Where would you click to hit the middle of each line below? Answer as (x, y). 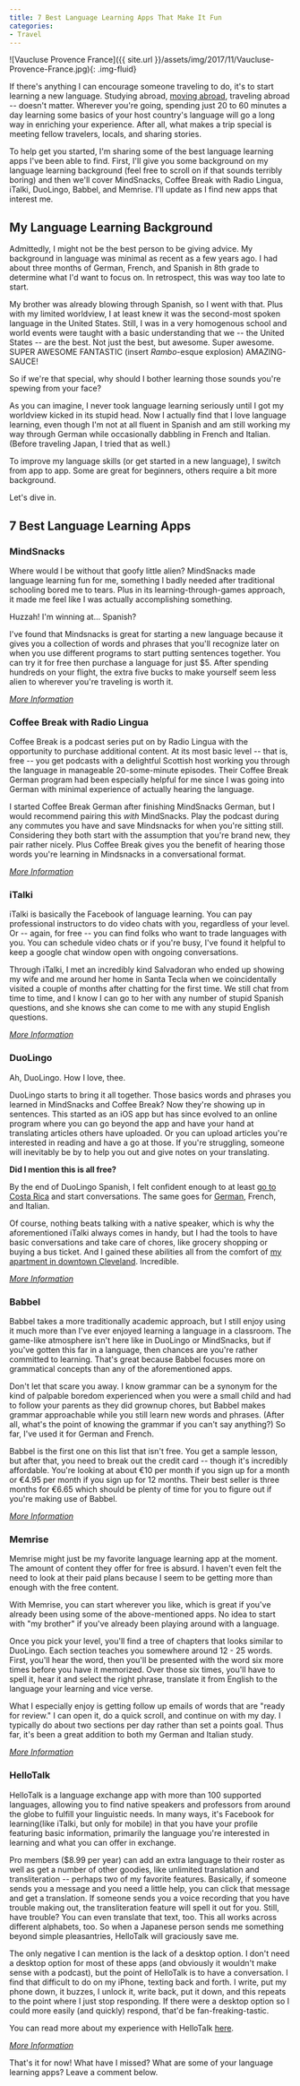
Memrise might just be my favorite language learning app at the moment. (144, 1559)
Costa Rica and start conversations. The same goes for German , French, (143, 1196)
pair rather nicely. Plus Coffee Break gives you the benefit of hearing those (147, 845)
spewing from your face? (55, 388)
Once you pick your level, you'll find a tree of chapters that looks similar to (146, 1642)
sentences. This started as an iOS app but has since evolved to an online (143, 1114)
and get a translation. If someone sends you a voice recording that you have (150, 1898)
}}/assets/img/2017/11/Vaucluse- (214, 60)
